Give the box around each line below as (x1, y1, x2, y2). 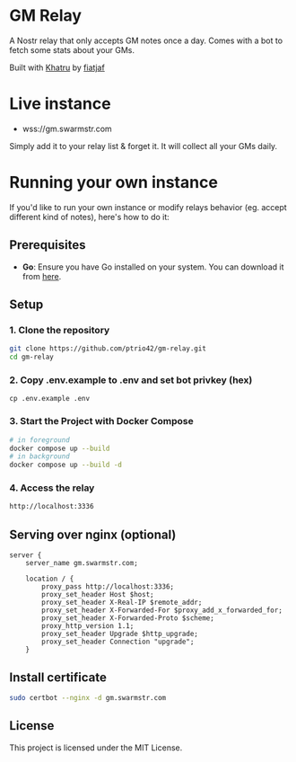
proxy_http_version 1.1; (41, 622, 135, 631)
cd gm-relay (9, 352, 54, 362)
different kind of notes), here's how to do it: (9, 211, 170, 222)
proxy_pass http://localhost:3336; (41, 582, 175, 591)
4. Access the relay (9, 482, 95, 494)
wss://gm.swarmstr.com (22, 123, 112, 134)
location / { (25, 574, 74, 584)
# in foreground (9, 435, 70, 445)
